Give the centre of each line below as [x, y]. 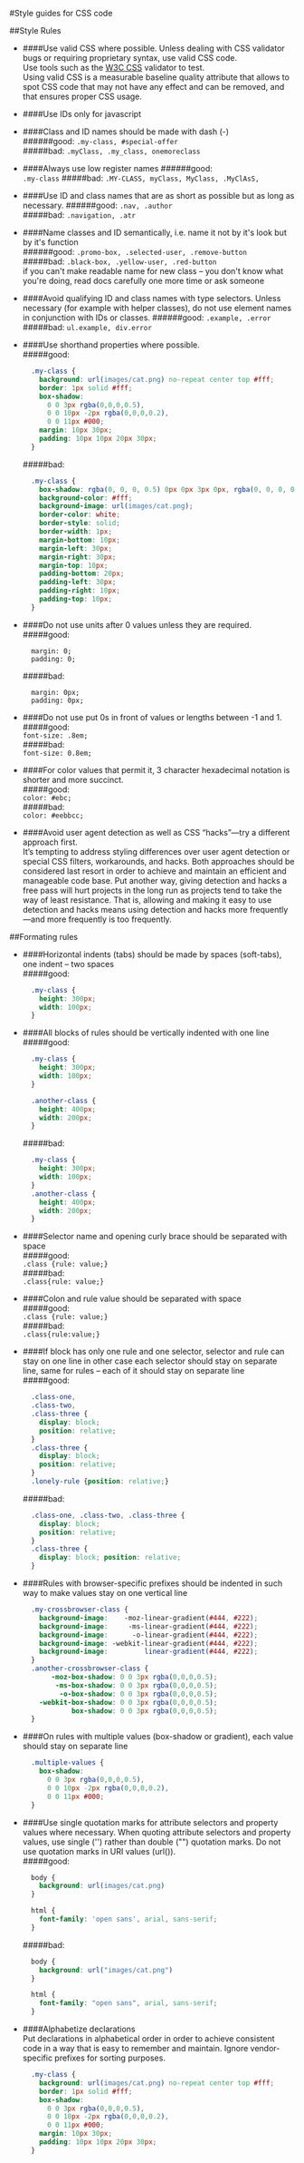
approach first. [50, 842]
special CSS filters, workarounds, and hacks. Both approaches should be [158, 861]
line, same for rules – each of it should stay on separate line [133, 1371]
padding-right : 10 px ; [80, 591]
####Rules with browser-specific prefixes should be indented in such [152, 1583]
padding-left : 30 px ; [78, 582]
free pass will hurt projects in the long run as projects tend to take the [152, 890]
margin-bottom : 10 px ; [80, 540]
